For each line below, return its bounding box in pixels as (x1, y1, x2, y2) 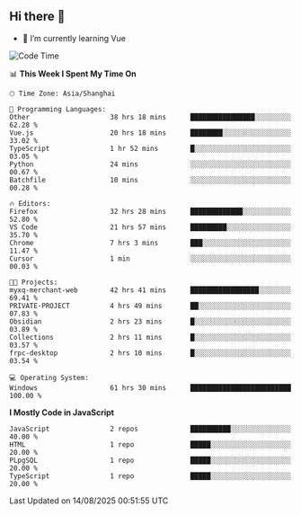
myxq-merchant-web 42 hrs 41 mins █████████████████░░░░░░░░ (9, 285, 292, 295)
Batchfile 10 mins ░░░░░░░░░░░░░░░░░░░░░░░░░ (9, 175, 292, 184)
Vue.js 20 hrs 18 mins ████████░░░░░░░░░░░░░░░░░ (9, 128, 292, 138)
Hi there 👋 (9, 9, 66, 24)
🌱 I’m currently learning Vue (22, 32, 126, 43)
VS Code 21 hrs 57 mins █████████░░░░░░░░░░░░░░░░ (9, 222, 292, 232)
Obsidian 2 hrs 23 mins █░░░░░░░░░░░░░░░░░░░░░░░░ (9, 316, 292, 326)
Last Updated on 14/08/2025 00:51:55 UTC (9, 495, 169, 506)
